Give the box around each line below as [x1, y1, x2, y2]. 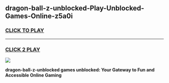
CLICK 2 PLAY [5, 46, 40, 53]
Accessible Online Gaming [5, 72, 62, 78]
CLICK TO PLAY [5, 27, 44, 34]
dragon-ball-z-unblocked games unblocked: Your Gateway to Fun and [5, 66, 155, 72]
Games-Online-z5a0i [5, 12, 73, 21]
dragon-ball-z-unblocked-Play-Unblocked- [5, 4, 144, 13]
